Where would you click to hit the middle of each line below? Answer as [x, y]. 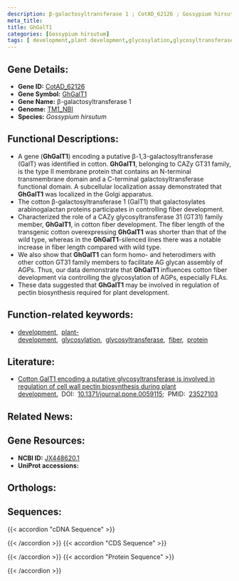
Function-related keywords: [70, 315]
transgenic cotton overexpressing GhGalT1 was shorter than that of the [122, 231]
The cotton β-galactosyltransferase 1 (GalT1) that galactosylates [111, 201]
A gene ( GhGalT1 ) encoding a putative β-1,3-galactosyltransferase [115, 156]
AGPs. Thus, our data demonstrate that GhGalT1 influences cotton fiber [122, 269]
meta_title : [25, 21]
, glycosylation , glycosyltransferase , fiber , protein [132, 340]
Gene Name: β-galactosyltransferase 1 [74, 101]
